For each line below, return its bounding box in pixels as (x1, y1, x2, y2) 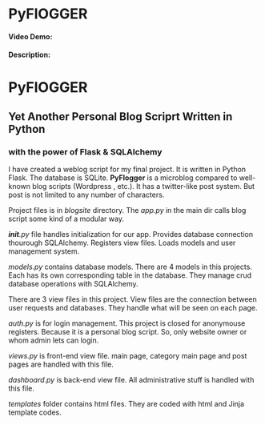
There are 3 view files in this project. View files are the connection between (8, 295, 258, 304)
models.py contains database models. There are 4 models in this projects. (8, 262, 252, 272)
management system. (8, 247, 80, 256)
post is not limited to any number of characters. (8, 190, 165, 200)
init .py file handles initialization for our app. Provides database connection (8, 230, 254, 239)
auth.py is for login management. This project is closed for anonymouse (8, 319, 246, 328)
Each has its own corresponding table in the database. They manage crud (8, 271, 252, 280)
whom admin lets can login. (8, 335, 99, 345)
